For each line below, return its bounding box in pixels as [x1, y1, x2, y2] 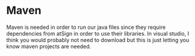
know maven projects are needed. [6, 43, 91, 50]
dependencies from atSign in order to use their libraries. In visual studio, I [6, 30, 190, 37]
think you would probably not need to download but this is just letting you [6, 36, 190, 43]
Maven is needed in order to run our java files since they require [6, 23, 166, 31]
